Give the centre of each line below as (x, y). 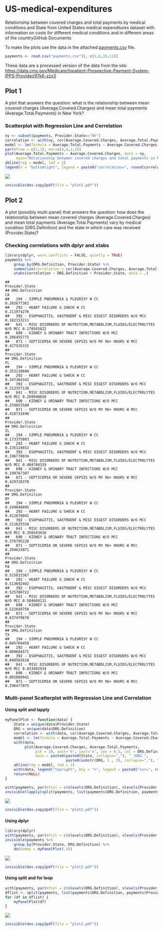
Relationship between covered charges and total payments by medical (75, 22)
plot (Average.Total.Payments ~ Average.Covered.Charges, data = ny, (76, 154)
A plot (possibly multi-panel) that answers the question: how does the (75, 212)
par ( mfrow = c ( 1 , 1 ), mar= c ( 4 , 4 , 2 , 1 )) (43, 149)
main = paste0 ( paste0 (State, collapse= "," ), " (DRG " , (92, 756)
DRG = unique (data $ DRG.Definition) (50, 729)
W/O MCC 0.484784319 (26, 465)
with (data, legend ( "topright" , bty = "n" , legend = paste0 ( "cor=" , (83, 770)
